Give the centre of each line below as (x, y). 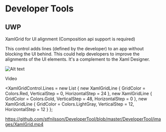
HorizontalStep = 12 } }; (29, 109)
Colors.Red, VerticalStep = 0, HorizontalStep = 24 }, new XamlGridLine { (79, 93)
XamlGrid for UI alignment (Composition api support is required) (70, 39)
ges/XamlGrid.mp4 (24, 124)
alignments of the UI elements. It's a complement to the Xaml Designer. (78, 59)
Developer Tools (39, 9)
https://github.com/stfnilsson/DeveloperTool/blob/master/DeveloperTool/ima (83, 119)
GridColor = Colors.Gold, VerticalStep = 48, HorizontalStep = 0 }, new (76, 99)
